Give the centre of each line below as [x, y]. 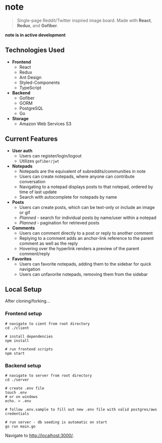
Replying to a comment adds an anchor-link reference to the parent [87, 238]
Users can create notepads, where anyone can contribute [77, 176]
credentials [17, 413]
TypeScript [30, 87]
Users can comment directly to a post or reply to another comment [86, 233]
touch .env [16, 392]
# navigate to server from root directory [49, 375]
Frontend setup [24, 314]
